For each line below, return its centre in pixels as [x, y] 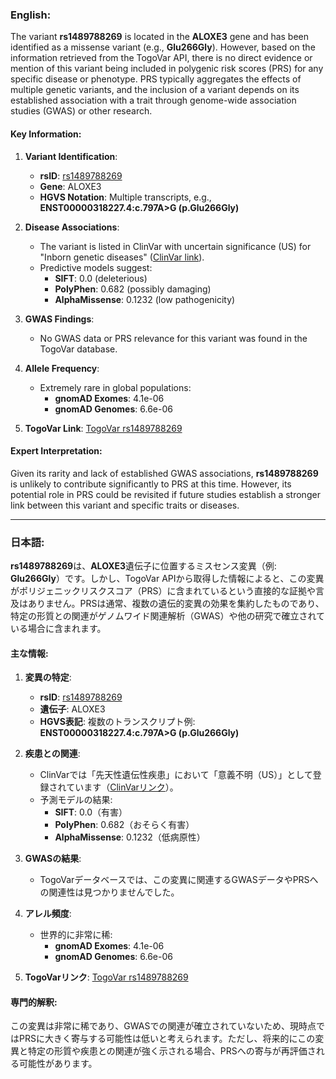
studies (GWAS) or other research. [81, 111]
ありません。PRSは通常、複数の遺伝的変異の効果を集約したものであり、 [176, 603]
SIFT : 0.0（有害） [91, 812]
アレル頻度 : [48, 914]
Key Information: [46, 134]
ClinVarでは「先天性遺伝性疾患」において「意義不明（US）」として [176, 775]
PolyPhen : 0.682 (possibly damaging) [133, 289]
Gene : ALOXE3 [70, 186]
